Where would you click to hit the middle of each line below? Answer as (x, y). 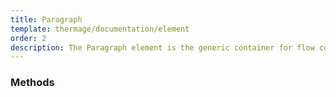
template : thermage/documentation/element (100, 29)
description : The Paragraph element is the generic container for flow (162, 47)
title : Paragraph (46, 19)
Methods (32, 83)
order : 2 (28, 38)
